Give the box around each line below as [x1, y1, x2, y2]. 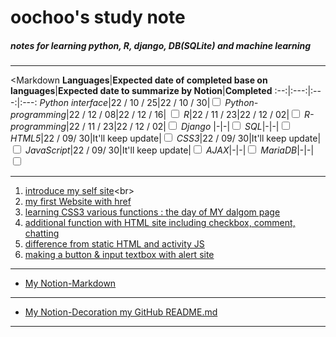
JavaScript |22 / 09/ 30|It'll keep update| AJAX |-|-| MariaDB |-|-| [24, 144, 315, 156]
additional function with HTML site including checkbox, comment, [24, 217, 296, 229]
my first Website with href [24, 196, 132, 208]
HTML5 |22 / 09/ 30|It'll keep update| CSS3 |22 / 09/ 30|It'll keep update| [10, 132, 322, 145]
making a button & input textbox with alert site [24, 249, 215, 261]
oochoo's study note [10, 6, 186, 29]
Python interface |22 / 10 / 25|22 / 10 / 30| [39, 97, 211, 109]
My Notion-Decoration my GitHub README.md [24, 306, 218, 318]
